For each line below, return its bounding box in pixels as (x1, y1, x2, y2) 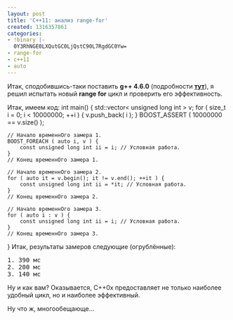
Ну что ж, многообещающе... (7, 304, 95, 313)
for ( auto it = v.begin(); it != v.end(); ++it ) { (7, 174, 165, 181)
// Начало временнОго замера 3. (7, 205, 102, 212)
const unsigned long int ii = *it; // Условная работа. (20, 181, 187, 188)
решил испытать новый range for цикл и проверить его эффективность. (7, 89, 223, 98)
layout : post (7, 10, 46, 18)
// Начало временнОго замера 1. (7, 132, 102, 139)
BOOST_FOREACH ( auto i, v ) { (7, 138, 99, 145)
